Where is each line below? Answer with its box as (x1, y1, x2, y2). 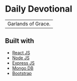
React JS (12, 49, 31, 55)
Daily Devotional (5, 3, 73, 15)
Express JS (12, 60, 35, 66)
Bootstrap (12, 70, 32, 76)
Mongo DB (12, 65, 34, 71)
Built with (5, 37, 34, 45)
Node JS (12, 55, 30, 61)
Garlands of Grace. (7, 20, 51, 27)
